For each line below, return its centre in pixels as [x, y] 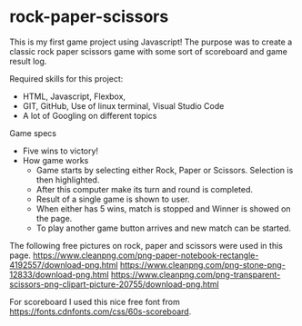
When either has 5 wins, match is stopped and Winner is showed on [163, 208]
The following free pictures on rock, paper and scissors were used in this [146, 245]
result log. [28, 61]
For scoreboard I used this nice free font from [95, 301]
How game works [55, 160]
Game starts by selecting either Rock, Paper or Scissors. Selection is [165, 170]
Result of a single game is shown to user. [113, 199]
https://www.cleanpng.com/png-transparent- [196, 274]
